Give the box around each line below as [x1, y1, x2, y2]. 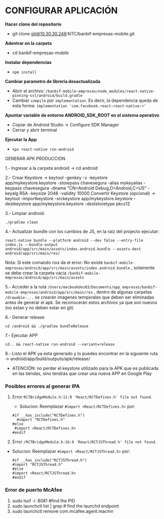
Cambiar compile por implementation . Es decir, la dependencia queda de [12, 97, 158, 103]
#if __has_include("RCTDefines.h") [12, 413, 85, 418]
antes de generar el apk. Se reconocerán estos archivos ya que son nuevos [5, 299, 158, 305]
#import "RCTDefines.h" [17, 417, 65, 423]
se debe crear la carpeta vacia [5, 270, 67, 275]
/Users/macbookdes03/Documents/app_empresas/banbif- [47, 284, 158, 290]
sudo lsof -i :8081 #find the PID [12, 497, 75, 504]
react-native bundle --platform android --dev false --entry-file [5, 238, 143, 243]
